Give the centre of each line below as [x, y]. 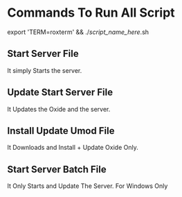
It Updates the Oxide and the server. [59, 109]
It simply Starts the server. [45, 70]
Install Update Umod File [61, 131]
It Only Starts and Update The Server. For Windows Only [88, 186]
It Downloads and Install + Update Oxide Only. [73, 148]
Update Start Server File [60, 93]
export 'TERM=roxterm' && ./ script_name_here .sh [78, 32]
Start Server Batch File [57, 169]
